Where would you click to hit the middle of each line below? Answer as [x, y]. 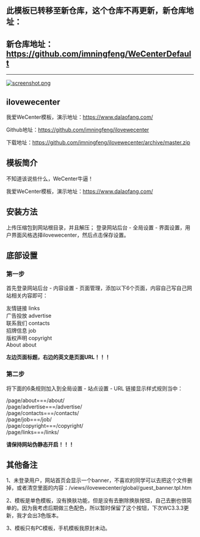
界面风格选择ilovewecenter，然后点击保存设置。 [70, 235]
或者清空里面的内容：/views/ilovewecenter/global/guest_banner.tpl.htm [104, 488]
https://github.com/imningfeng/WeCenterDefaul [99, 53]
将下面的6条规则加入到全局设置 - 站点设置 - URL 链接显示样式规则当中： [95, 388]
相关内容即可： [29, 296]
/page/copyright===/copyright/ [45, 425]
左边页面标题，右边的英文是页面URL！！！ [58, 357]
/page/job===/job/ [29, 419]
